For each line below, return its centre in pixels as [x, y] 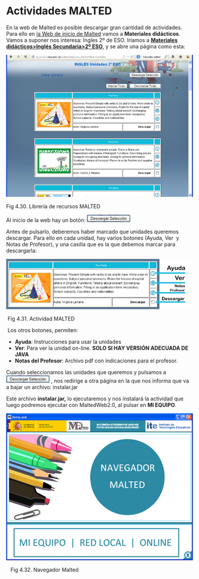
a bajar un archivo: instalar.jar [42, 387]
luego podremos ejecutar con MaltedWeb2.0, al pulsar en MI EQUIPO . [91, 405]
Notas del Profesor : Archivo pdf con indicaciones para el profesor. [96, 361]
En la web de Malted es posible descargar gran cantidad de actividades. [94, 27]
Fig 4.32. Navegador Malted [44, 569]
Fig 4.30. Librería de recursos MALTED [53, 206]
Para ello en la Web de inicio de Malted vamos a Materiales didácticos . [93, 33]
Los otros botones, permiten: [43, 330]
